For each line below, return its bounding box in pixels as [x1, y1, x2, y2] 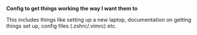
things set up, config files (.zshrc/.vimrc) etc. [6, 23, 117, 29]
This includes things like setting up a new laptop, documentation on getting [6, 16, 192, 23]
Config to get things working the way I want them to [6, 5, 138, 12]
